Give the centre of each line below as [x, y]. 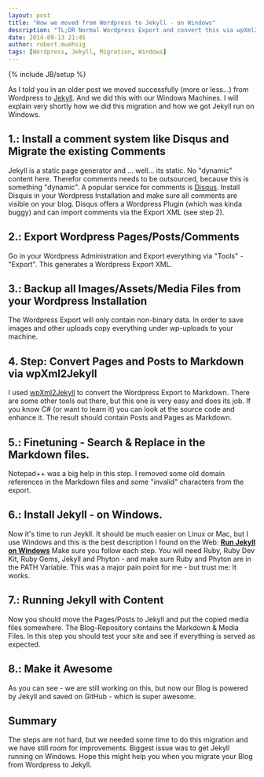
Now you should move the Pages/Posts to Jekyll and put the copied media [128, 619]
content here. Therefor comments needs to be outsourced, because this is [128, 178]
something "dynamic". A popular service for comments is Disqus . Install [124, 187]
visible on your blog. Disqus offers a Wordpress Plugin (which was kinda [125, 203]
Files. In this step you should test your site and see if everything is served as [132, 636]
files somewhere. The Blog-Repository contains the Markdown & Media [124, 627]
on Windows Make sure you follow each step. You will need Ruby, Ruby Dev [132, 550]
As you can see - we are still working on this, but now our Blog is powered [128, 687]
